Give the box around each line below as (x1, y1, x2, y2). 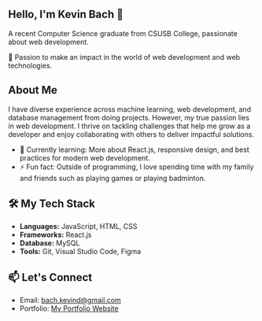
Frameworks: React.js (19, 230, 92, 240)
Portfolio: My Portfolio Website (19, 304, 120, 313)
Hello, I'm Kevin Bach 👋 (8, 8, 124, 21)
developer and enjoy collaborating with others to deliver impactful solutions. (8, 129, 254, 138)
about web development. (8, 37, 89, 46)
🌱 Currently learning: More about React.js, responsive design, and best (19, 145, 249, 154)
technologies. (8, 61, 53, 70)
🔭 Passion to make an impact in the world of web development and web (8, 52, 241, 61)
